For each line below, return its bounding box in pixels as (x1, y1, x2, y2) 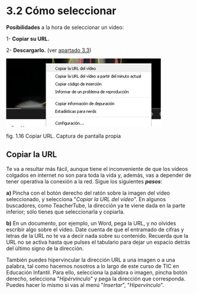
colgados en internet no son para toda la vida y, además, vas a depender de (6, 172, 192, 179)
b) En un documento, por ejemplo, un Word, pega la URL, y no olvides (6, 219, 176, 227)
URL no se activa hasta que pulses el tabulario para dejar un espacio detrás (6, 238, 190, 245)
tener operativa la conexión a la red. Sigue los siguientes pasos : (6, 177, 163, 185)
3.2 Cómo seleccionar (6, 4, 117, 18)
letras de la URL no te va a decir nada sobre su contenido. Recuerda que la (6, 232, 189, 239)
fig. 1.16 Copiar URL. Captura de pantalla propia (6, 132, 121, 140)
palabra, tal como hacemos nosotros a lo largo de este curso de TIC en (6, 262, 179, 270)
